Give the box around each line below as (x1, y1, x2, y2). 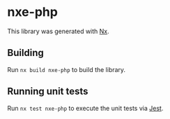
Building (7, 47, 44, 59)
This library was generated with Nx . (7, 27, 109, 35)
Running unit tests (7, 86, 88, 98)
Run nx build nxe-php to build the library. (7, 65, 126, 73)
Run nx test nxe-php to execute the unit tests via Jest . (7, 104, 164, 112)
